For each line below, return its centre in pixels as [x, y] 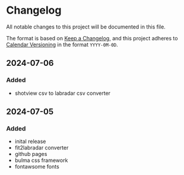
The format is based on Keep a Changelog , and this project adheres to [92, 38]
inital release [30, 141]
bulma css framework [41, 160]
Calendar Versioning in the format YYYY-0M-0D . [62, 44]
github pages [31, 154]
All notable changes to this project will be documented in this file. [86, 27]
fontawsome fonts [37, 167]
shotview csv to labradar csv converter [63, 93]
